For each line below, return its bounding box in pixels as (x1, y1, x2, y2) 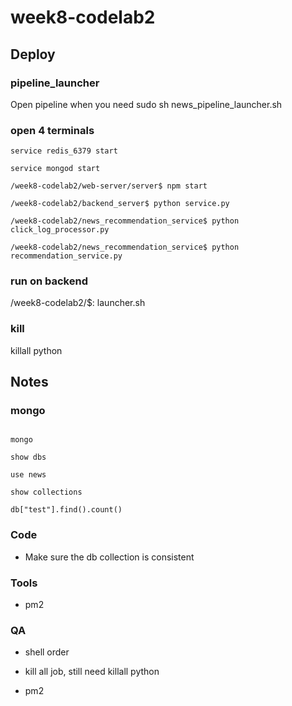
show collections (10, 487, 83, 498)
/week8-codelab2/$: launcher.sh (10, 297, 146, 309)
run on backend (10, 274, 88, 288)
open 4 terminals (10, 123, 95, 137)
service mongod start (10, 164, 101, 174)
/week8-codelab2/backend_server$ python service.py (10, 199, 230, 209)
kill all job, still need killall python (24, 666, 160, 678)
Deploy (10, 46, 56, 63)
